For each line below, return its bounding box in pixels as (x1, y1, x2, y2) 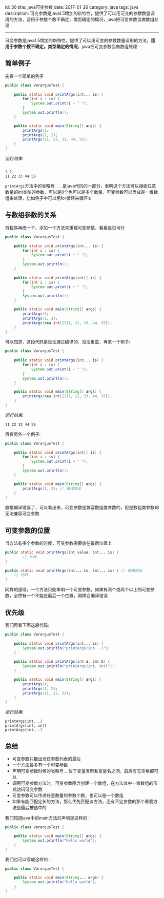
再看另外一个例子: (5, 431, 41, 437)
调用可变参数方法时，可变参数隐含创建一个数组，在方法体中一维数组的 (12, 780, 154, 786)
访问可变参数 (16, 786, 42, 792)
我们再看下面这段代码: (5, 622, 50, 628)
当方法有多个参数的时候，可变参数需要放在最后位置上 (5, 540, 112, 546)
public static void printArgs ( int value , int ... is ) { (5, 550, 119, 555)
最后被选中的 (20, 804, 47, 810)
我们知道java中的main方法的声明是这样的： (5, 815, 92, 821)
